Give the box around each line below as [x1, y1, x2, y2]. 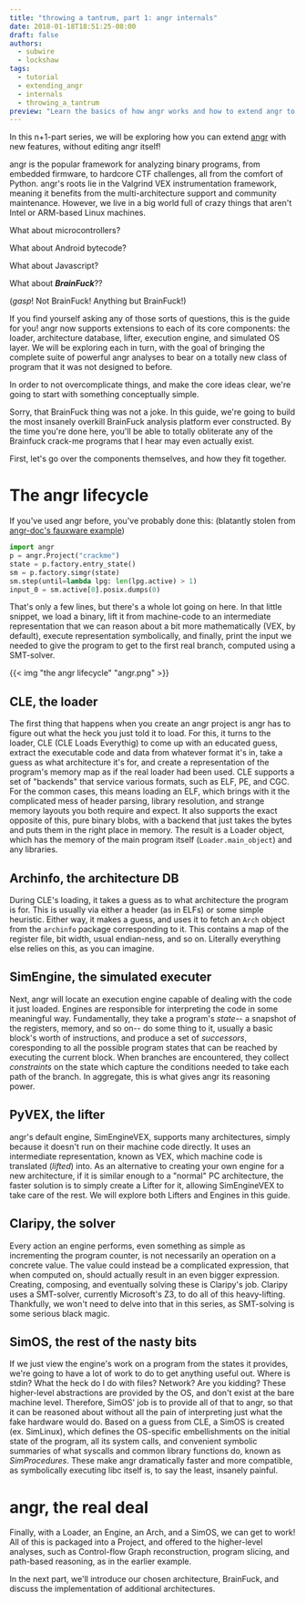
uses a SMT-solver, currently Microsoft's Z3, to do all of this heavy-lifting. [9, 1289, 286, 1300]
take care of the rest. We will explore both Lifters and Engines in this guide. [9, 1189, 291, 1200]
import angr [9, 543, 55, 552]
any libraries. [9, 844, 58, 855]
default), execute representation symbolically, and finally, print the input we [9, 631, 292, 642]
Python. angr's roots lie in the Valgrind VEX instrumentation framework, [9, 179, 278, 190]
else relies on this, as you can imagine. [9, 943, 155, 954]
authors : [9, 38, 43, 48]
